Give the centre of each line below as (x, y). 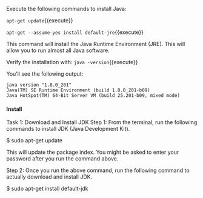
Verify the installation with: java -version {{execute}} (72, 62)
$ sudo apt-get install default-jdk (48, 189)
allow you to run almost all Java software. (58, 50)
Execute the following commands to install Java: (66, 9)
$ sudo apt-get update (34, 140)
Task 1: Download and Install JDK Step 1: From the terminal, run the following (102, 122)
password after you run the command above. (62, 159)
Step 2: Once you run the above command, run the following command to (98, 170)
